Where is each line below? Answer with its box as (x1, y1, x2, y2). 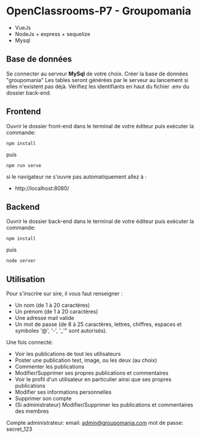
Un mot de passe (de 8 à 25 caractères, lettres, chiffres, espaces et (14, 321, 182, 328)
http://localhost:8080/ (14, 185, 69, 192)
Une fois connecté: (6, 339, 53, 346)
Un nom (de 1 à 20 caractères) (14, 301, 90, 309)
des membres (14, 407, 49, 415)
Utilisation (6, 274, 46, 284)
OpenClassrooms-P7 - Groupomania (6, 4, 192, 18)
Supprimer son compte (14, 395, 72, 402)
